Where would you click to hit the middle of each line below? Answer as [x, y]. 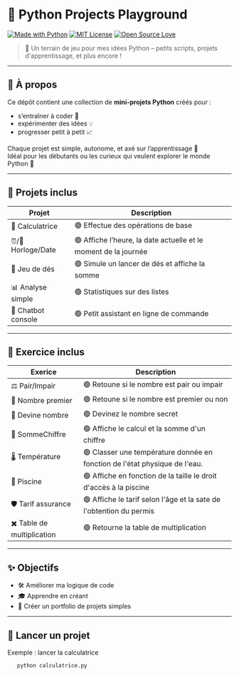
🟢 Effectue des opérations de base [133, 225]
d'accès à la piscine [116, 488]
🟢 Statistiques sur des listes [122, 292]
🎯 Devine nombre [40, 415]
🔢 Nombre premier [42, 400]
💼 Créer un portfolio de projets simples [74, 606]
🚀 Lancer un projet [49, 635]
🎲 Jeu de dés [33, 269]
